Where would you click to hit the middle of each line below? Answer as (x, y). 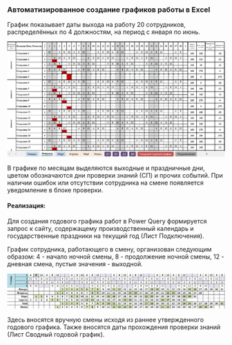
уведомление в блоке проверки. (55, 190)
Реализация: (27, 206)
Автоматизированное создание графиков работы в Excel (109, 10)
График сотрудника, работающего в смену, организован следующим (109, 250)
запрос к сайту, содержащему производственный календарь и (100, 229)
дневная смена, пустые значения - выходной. (75, 264)
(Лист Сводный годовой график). (56, 335)
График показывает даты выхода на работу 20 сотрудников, (97, 25)
